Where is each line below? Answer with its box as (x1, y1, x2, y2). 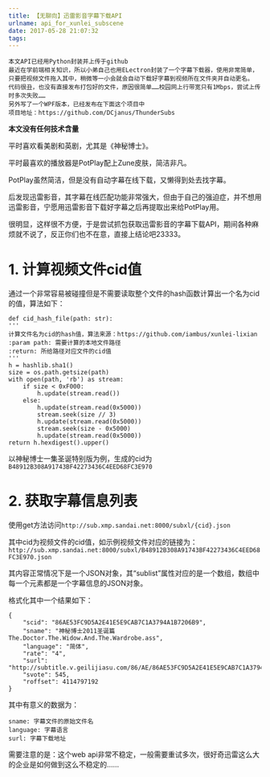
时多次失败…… (8, 92, 46, 100)
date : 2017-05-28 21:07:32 (8, 27, 99, 35)
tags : (8, 34, 27, 43)
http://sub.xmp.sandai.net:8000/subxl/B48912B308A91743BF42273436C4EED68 (8, 546, 261, 554)
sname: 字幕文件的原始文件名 (8, 718, 94, 726)
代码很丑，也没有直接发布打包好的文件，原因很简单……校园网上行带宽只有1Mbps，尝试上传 (8, 84, 261, 92)
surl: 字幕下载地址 (8, 734, 67, 743)
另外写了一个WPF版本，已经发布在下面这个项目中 (8, 100, 145, 108)
